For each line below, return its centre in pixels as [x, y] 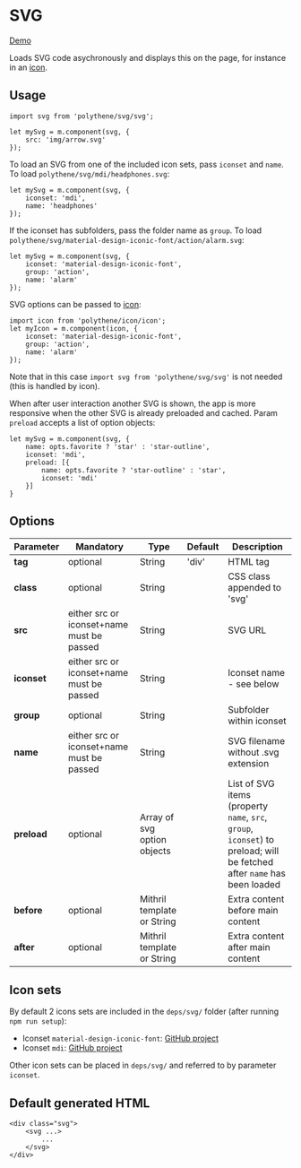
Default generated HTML [80, 1103]
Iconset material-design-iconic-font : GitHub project [120, 1038]
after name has [257, 873]
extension [249, 763]
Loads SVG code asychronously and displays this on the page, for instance [148, 57]
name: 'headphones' [62, 206]
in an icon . [28, 67]
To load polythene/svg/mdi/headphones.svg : [90, 173]
